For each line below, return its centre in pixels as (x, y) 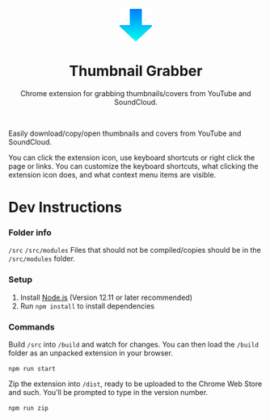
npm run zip (28, 409)
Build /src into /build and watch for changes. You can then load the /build (133, 345)
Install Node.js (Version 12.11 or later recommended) (106, 297)
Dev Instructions (65, 208)
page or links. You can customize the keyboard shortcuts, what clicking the (133, 166)
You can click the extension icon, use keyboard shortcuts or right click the (132, 157)
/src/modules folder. (42, 258)
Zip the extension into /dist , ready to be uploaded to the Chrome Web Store (135, 384)
